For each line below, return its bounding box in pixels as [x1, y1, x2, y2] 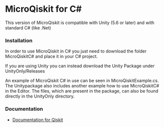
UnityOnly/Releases [5, 68, 45, 74]
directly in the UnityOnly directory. [5, 93, 75, 99]
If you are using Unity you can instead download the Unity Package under [5, 63, 155, 69]
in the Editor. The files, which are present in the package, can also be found [5, 88, 159, 94]
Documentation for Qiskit [12, 117, 63, 123]
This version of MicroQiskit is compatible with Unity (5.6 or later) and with [5, 20, 155, 25]
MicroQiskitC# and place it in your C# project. [5, 53, 98, 59]
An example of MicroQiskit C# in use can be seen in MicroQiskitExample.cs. [5, 77, 159, 84]
